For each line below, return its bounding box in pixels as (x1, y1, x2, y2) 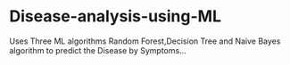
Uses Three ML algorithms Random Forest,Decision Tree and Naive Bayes (9, 36, 281, 46)
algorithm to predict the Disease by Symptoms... (9, 45, 186, 55)
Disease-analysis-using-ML (9, 6, 221, 27)
